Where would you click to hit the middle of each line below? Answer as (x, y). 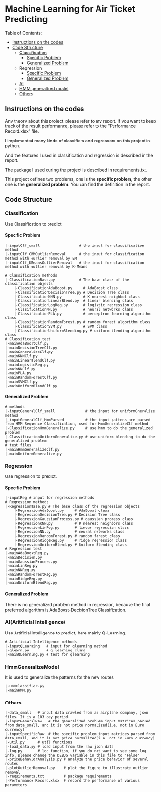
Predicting (26, 19)
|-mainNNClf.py (20, 369)
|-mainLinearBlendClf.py (30, 360)
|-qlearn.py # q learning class (45, 650)
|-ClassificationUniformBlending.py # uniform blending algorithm (82, 331)
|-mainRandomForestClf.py (31, 377)
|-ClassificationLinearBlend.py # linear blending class (73, 301)
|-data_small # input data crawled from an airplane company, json (77, 713)
